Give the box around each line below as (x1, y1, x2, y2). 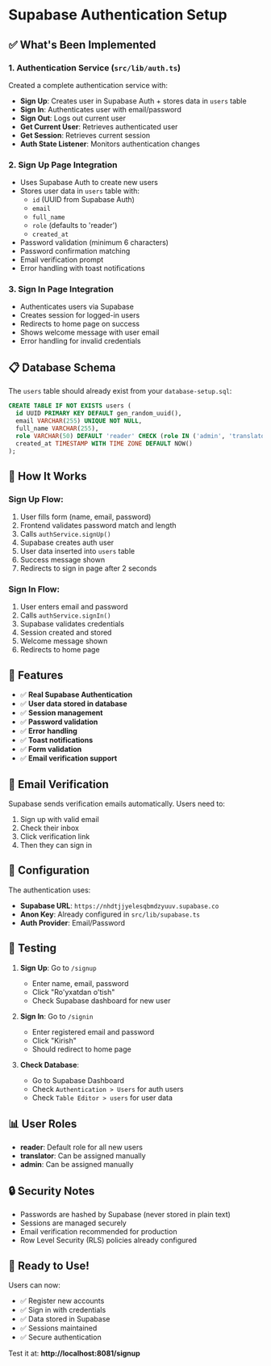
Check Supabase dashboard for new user (31, 996, 171, 1006)
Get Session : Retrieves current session (19, 130, 151, 140)
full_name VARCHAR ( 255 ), (15, 424, 99, 432)
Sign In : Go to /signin (19, 1011, 94, 1021)
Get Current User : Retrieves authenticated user (19, 121, 178, 131)
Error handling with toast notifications (19, 264, 145, 273)
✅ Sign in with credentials (19, 1305, 106, 1315)
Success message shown (19, 555, 106, 565)
